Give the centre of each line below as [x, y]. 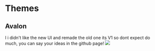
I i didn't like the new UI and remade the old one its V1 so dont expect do [77, 38]
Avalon [16, 26]
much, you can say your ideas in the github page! [55, 43]
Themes [22, 8]
